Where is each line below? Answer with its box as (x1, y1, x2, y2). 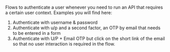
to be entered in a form (12, 30, 61, 36)
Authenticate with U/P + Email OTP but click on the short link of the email (12, 35, 165, 41)
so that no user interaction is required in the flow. (12, 41, 115, 47)
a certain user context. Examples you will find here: (5, 10, 113, 16)
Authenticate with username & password (12, 20, 98, 25)
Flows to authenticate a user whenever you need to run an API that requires (5, 5, 163, 10)
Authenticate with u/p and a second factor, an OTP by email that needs (12, 25, 161, 31)
